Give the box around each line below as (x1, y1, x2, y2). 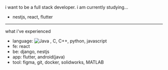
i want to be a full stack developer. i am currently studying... (5, 4, 128, 10)
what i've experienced (5, 28, 51, 34)
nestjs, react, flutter (12, 14, 53, 19)
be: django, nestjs (12, 48, 49, 54)
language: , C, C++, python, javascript (12, 38, 107, 44)
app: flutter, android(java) (12, 54, 65, 59)
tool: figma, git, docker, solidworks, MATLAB (12, 59, 104, 65)
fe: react (12, 43, 30, 49)
